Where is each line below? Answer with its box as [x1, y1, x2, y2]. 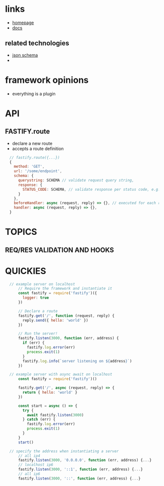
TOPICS [5, 227, 38, 237]
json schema [12, 52, 38, 58]
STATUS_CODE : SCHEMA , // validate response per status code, [22, 187, 150, 192]
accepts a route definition [12, 146, 64, 152]
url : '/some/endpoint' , [14, 169, 62, 174]
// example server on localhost [9, 281, 76, 286]
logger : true [22, 295, 49, 300]
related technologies [5, 39, 69, 48]
